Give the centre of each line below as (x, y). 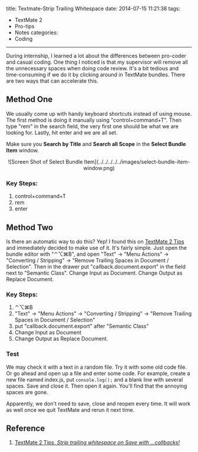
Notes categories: (36, 32)
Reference (26, 428)
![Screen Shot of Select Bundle (45, 161)
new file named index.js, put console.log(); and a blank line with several (95, 379)
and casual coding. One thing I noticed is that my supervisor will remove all (97, 62)
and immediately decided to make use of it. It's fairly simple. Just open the (97, 248)
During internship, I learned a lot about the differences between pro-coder (96, 56)
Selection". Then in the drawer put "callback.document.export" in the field (96, 266)
